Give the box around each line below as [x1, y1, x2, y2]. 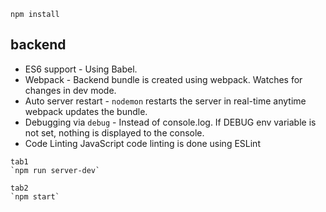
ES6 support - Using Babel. [24, 63, 138, 75]
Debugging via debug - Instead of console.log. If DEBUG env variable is [24, 116, 317, 128]
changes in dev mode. [24, 84, 117, 96]
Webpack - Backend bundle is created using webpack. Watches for [24, 73, 303, 85]
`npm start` [10, 191, 60, 202]
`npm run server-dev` [10, 165, 101, 175]
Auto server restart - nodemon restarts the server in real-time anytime [24, 95, 307, 107]
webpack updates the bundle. [24, 105, 148, 117]
